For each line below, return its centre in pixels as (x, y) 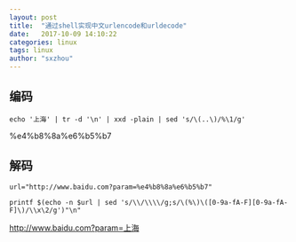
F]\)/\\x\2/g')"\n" (45, 210)
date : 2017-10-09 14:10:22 (63, 34)
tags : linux (31, 51)
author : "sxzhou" (41, 59)
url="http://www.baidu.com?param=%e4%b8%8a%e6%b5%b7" (111, 187)
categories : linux (43, 42)
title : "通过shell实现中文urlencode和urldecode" (98, 26)
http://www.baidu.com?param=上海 (74, 228)
